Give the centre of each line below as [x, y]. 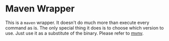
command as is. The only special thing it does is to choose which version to [84, 27]
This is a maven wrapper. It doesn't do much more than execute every [77, 22]
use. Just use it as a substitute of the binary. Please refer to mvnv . [75, 33]
